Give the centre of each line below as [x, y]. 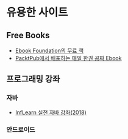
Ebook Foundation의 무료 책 [49, 50]
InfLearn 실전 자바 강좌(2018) [51, 112]
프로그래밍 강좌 [33, 79]
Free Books [28, 35]
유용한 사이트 [37, 12]
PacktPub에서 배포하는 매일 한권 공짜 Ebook [68, 58]
